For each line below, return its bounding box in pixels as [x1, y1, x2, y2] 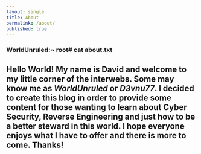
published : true [6, 25, 47, 32]
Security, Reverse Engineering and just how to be [6, 111, 196, 121]
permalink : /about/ [6, 20, 56, 26]
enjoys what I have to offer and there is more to [6, 130, 187, 141]
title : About [6, 14, 39, 21]
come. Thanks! [6, 140, 64, 150]
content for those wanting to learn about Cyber [6, 102, 187, 112]
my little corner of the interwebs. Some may [6, 74, 174, 84]
